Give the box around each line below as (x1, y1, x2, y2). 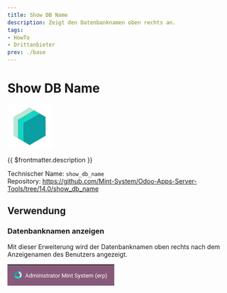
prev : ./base (7, 49, 46, 56)
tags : (7, 26, 23, 33)
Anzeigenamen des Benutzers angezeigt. (7, 250, 128, 258)
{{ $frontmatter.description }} (7, 155, 94, 164)
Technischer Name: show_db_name (7, 169, 104, 177)
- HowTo (7, 34, 31, 41)
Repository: (7, 177, 41, 185)
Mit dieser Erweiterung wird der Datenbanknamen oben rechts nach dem (7, 242, 221, 251)
